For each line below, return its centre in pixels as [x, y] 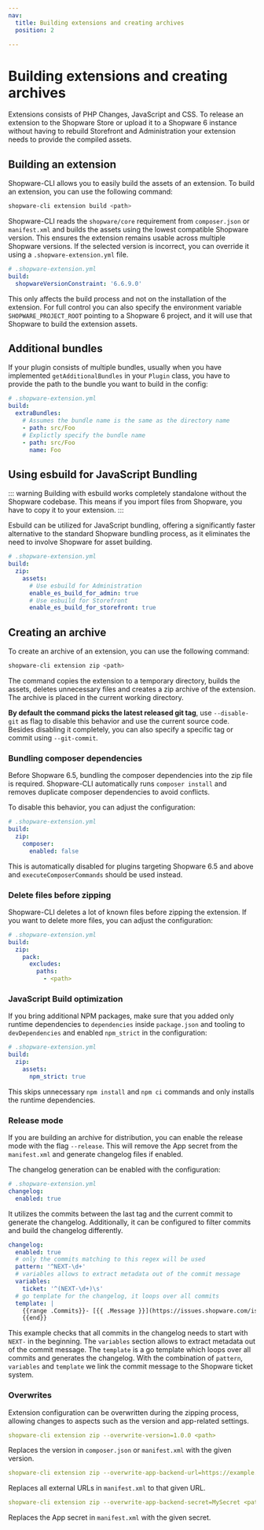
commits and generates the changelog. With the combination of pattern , [126, 1358]
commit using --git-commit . [53, 738]
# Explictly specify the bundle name [84, 435]
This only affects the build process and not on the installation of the [117, 298]
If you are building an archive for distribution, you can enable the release [126, 1137]
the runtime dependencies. [52, 1100]
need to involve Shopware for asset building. [81, 542]
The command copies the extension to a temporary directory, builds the [124, 680]
